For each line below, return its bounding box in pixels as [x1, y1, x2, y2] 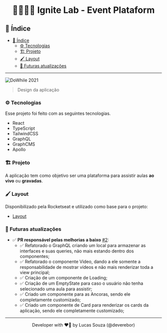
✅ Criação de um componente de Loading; [19, 275, 108, 281]
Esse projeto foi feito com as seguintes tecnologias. [5, 110, 111, 116]
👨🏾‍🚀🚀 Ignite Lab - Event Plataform [12, 4, 155, 16]
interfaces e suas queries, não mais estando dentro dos [19, 248, 134, 254]
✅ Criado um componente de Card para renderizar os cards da [19, 302, 149, 308]
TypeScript [12, 125, 35, 131]
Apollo [12, 147, 26, 153]
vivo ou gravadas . [5, 177, 43, 183]
